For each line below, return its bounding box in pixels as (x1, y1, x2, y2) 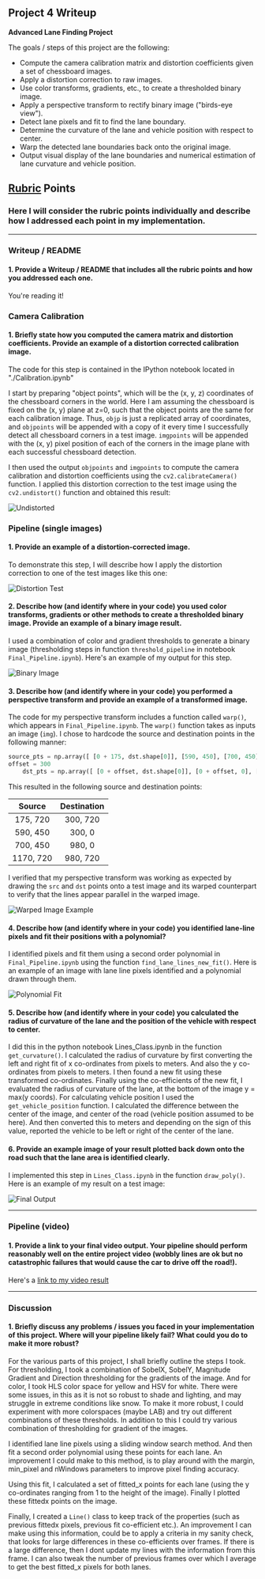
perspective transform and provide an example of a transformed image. (8, 695, 248, 704)
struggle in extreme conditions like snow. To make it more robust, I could (8, 1398, 244, 1407)
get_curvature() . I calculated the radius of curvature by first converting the (8, 1051, 253, 1060)
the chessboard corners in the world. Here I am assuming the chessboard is (8, 396, 255, 406)
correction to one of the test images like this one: (8, 568, 168, 577)
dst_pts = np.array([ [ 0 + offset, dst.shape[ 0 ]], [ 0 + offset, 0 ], (22, 767, 252, 776)
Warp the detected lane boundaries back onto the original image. (19, 142, 231, 151)
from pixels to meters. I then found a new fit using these (40, 1067, 222, 1077)
